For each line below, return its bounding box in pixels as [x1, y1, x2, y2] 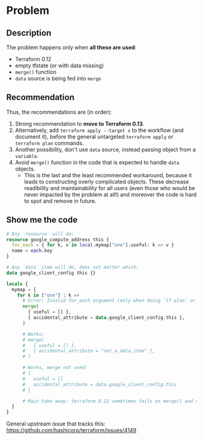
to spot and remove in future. [24, 197, 97, 205]
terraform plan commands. [14, 139, 85, 146]
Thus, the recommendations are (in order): [6, 108, 112, 116]
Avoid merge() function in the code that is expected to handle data [14, 159, 179, 166]
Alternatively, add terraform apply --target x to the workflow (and [14, 126, 184, 134]
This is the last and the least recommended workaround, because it [24, 171, 192, 179]
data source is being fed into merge [14, 75, 101, 82]
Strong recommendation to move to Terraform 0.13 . [14, 120, 145, 127]
